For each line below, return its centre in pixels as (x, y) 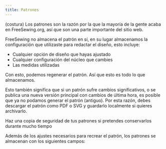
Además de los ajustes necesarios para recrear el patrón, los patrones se (80, 135)
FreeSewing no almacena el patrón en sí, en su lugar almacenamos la (76, 39)
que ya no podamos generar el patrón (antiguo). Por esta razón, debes (78, 100)
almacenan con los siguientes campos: (45, 141)
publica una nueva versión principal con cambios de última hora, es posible (83, 95)
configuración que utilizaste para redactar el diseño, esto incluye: (72, 44)
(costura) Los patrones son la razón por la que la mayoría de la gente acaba (83, 24)
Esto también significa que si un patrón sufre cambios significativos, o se (80, 90)
